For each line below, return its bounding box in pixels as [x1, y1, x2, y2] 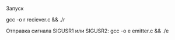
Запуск [6, 5, 24, 12]
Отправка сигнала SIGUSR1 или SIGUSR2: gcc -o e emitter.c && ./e [6, 27, 169, 34]
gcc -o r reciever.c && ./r [6, 16, 65, 23]
